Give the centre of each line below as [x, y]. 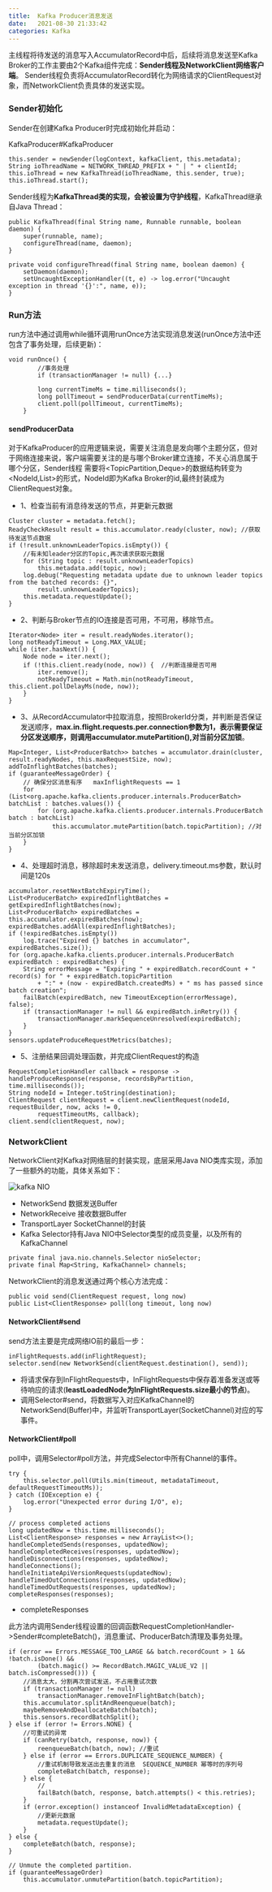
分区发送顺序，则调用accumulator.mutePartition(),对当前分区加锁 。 [134, 737]
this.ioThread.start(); [49, 180]
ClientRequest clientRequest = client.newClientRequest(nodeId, [119, 1100]
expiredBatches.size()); [50, 948]
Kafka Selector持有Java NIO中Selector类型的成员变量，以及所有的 [131, 1234]
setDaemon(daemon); [56, 272]
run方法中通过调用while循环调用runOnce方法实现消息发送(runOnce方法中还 [135, 334]
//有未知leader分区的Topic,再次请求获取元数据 [94, 554]
